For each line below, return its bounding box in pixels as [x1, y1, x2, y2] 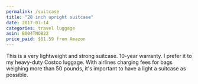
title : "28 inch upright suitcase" [6, 14, 94, 20]
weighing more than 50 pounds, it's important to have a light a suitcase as [6, 65, 186, 72]
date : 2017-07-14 [6, 20, 49, 25]
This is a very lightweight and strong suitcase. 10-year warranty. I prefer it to [6, 53, 192, 59]
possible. [6, 72, 28, 78]
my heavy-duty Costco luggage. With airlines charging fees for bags [6, 59, 173, 66]
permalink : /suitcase [6, 8, 60, 15]
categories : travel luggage [6, 25, 76, 31]
